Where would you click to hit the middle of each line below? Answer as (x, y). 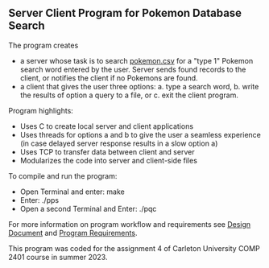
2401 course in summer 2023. (58, 257)
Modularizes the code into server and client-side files (108, 160)
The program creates (43, 45)
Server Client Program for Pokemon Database (125, 13)
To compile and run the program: (63, 175)
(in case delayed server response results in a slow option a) (119, 143)
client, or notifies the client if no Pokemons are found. (109, 78)
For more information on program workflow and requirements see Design (130, 224)
